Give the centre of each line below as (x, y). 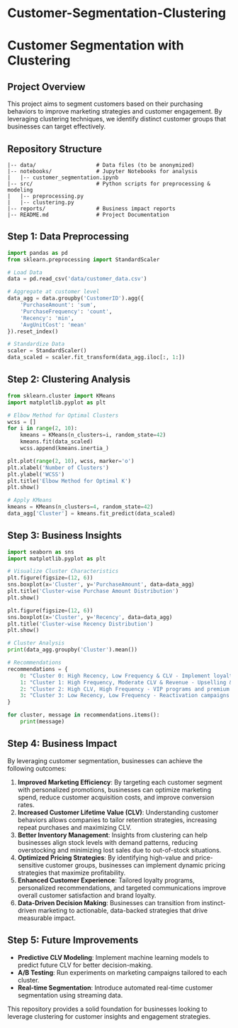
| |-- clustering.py (41, 202)
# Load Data (25, 272)
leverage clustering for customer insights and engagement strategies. (109, 1016)
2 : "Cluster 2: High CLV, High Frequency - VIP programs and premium (125, 689)
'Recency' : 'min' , (47, 318)
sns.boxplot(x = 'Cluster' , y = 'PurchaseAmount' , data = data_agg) (101, 585)
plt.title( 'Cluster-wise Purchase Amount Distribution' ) (93, 591)
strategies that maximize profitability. (72, 873)
